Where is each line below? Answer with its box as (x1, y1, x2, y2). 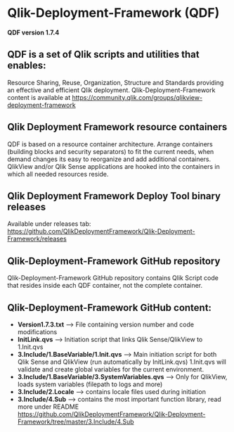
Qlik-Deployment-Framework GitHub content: (7, 301, 212, 314)
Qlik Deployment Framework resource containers (7, 121, 228, 133)
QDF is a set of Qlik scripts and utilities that (7, 49, 200, 61)
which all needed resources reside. (7, 170, 109, 178)
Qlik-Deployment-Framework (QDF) (7, 5, 220, 21)
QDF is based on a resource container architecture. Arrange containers (7, 139, 213, 148)
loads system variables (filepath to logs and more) (17, 380, 163, 388)
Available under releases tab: (7, 220, 91, 228)
